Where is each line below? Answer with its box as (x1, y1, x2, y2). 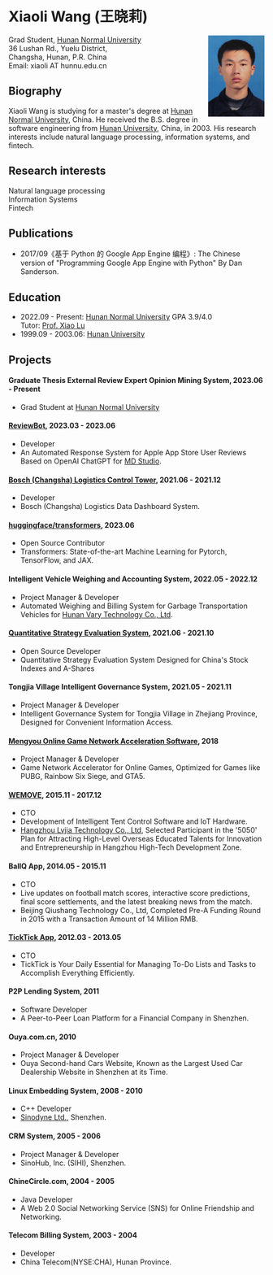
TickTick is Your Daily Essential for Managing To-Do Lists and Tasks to (19, 959, 256, 968)
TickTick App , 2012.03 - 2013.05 (8, 933, 122, 942)
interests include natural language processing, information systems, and (8, 132, 250, 141)
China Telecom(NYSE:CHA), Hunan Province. (19, 1257, 172, 1267)
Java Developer (19, 1194, 73, 1204)
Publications (8, 226, 74, 240)
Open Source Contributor (19, 538, 106, 548)
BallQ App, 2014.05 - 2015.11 (8, 861, 106, 871)
